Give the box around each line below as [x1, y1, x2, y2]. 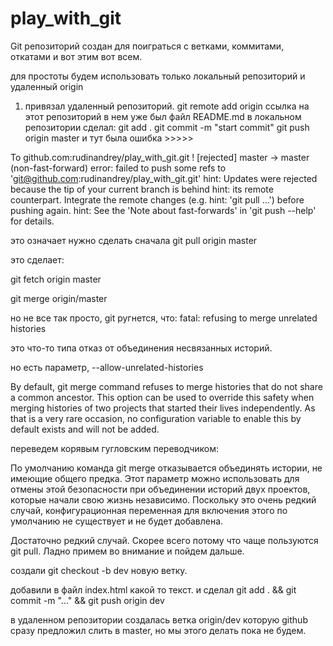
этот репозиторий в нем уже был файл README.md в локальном [24, 110, 302, 122]
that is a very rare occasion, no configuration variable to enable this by [10, 412, 302, 424]
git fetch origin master [10, 273, 102, 285]
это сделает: [10, 253, 65, 266]
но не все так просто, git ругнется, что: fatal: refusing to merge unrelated [10, 312, 318, 324]
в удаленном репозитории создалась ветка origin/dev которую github [10, 613, 308, 626]
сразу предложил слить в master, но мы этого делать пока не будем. [10, 624, 307, 636]
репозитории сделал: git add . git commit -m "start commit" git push [24, 121, 310, 133]
